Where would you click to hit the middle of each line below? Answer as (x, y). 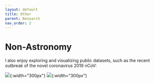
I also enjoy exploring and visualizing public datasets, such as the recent (77, 61)
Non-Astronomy (38, 47)
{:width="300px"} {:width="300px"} (49, 76)
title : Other (18, 14)
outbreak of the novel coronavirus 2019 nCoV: (51, 66)
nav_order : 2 (18, 23)
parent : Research (23, 18)
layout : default (21, 9)
